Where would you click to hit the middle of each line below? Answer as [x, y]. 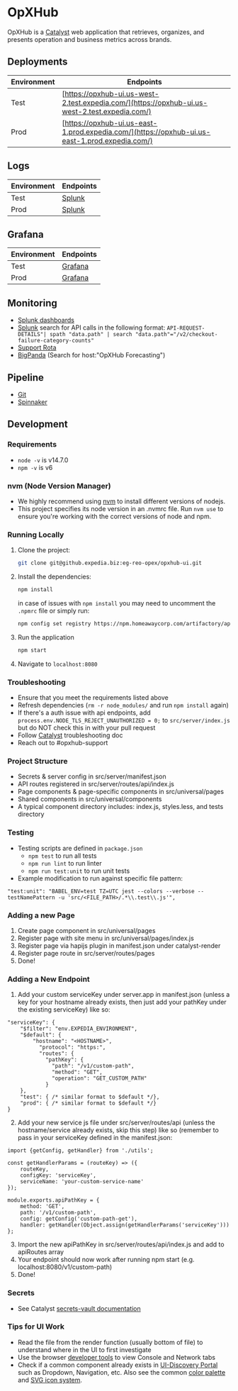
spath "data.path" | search [91, 335]
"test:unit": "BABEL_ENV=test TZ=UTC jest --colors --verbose [101, 891]
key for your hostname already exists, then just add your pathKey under [122, 1002]
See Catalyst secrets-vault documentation [79, 1308]
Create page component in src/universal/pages [86, 930]
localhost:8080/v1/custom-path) [65, 1267]
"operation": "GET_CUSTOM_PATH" [100, 1078]
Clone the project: [44, 550]
